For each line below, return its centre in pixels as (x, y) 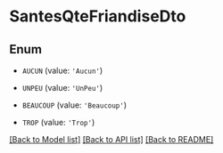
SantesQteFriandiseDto (98, 16)
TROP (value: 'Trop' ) (58, 122)
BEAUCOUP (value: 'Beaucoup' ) (74, 105)
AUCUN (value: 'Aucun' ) (62, 70)
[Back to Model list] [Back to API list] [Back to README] (111, 139)
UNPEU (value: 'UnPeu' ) (62, 88)
